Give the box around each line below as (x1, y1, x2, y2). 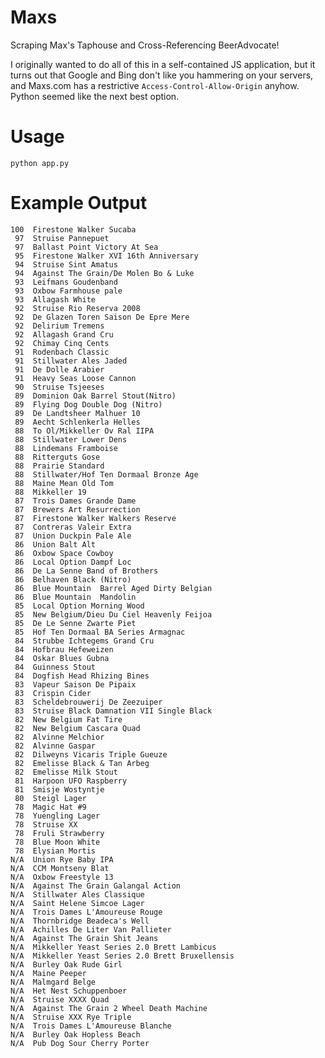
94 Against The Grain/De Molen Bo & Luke (14, 268, 195, 278)
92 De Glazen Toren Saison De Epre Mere (14, 312, 190, 322)
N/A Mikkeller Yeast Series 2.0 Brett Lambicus (10, 942, 217, 952)
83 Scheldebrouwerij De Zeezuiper (14, 697, 163, 707)
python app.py (10, 158, 70, 168)
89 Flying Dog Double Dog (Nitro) (14, 399, 163, 410)
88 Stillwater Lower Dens (14, 434, 128, 445)
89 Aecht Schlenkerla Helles (14, 417, 141, 427)
